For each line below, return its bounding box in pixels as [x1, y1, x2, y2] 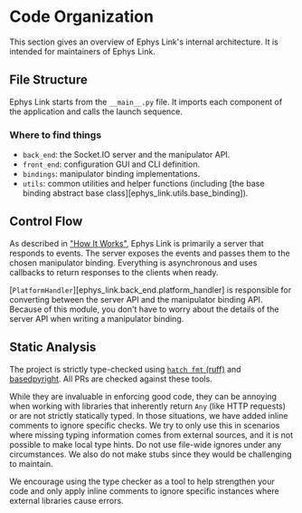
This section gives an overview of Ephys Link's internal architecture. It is [9, 36, 278, 47]
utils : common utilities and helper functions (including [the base [22, 179, 265, 189]
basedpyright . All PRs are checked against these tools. [9, 373, 212, 384]
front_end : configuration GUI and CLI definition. [22, 159, 201, 169]
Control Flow [9, 214, 83, 229]
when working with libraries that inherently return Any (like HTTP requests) [9, 401, 287, 411]
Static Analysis [9, 340, 97, 355]
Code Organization [9, 6, 154, 27]
